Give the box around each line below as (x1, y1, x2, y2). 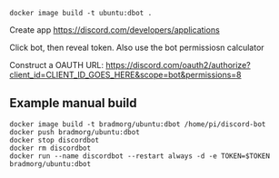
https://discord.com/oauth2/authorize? (105, 60, 252, 70)
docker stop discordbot (9, 135, 100, 144)
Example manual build (9, 95, 137, 111)
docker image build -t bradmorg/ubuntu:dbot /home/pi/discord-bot (9, 119, 266, 129)
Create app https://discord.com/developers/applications (9, 25, 220, 35)
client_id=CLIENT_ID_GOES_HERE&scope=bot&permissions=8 (9, 69, 243, 80)
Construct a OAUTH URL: (9, 60, 105, 70)
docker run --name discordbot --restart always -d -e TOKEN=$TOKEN (9, 151, 271, 161)
